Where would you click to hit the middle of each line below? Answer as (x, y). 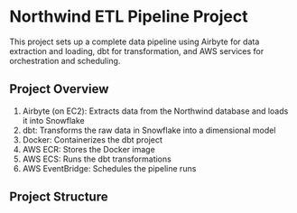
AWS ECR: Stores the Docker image (88, 149)
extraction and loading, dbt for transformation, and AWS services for (137, 51)
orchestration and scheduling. (65, 60)
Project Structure (59, 197)
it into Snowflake (53, 120)
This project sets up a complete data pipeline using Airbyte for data (135, 42)
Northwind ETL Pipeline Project (129, 17)
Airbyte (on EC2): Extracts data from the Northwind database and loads (155, 111)
